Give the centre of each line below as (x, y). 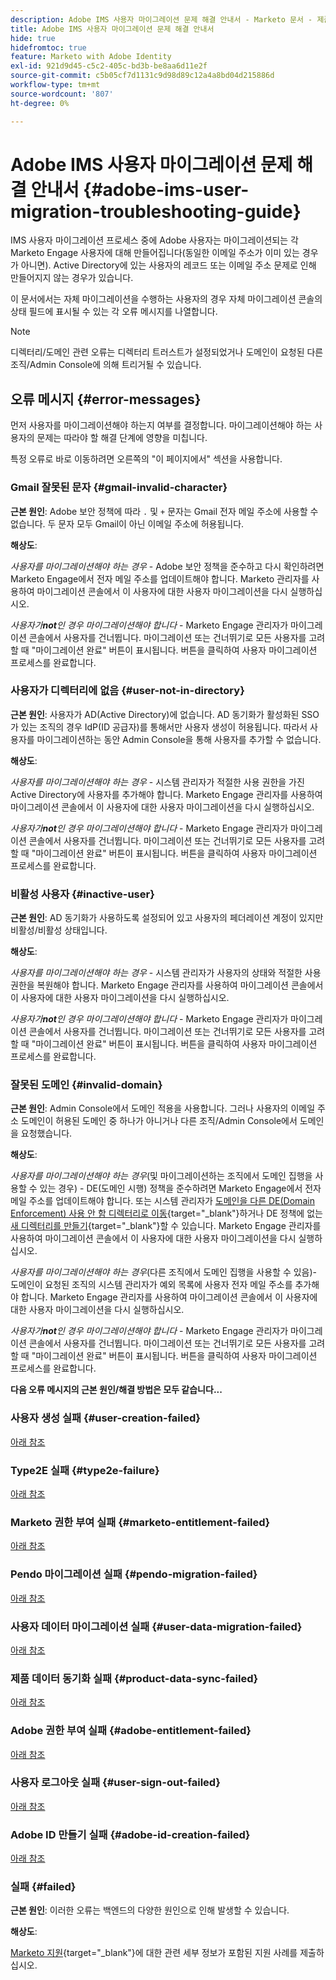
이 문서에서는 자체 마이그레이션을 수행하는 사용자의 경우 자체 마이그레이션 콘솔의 (166, 299)
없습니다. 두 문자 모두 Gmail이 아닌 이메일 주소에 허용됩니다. (127, 523)
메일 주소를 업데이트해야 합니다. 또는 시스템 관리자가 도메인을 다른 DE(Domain (162, 1201)
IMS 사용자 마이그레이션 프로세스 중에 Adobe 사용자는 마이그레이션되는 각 (154, 240)
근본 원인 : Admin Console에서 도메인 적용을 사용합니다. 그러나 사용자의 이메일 (163, 1108)
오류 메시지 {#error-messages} (106, 399)
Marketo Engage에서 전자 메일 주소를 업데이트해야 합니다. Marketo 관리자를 (160, 578)
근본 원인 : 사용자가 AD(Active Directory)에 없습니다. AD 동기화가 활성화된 (155, 714)
